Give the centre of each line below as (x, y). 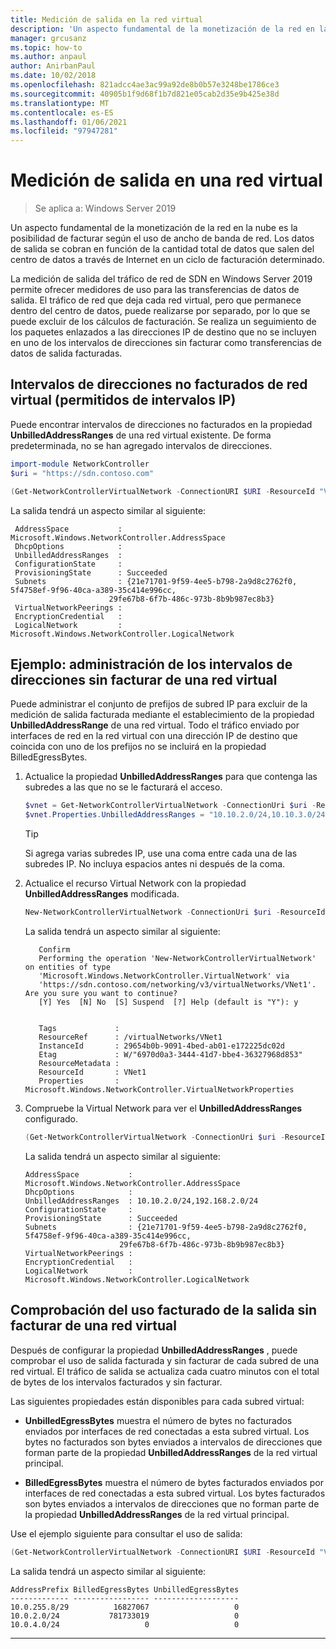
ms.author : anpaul (48, 57)
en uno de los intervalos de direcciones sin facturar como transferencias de (166, 343)
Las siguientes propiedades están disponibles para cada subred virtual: (157, 1401)
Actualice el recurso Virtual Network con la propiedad (135, 883)
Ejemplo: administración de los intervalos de (151, 664)
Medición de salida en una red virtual (166, 180)
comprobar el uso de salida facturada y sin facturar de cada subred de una (165, 1360)
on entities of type (67, 967)
